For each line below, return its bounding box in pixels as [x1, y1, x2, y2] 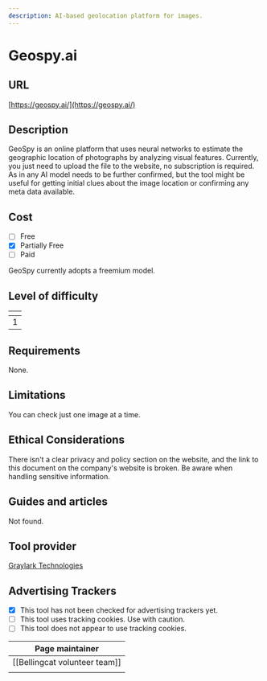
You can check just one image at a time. [8, 409, 141, 419]
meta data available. [8, 187, 75, 197]
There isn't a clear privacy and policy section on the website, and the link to [8, 454, 259, 464]
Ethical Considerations [8, 433, 125, 447]
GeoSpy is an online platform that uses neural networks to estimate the [8, 144, 244, 154]
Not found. [8, 516, 44, 526]
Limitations [8, 388, 66, 402]
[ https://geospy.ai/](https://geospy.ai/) [8, 100, 136, 109]
